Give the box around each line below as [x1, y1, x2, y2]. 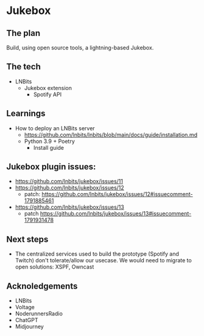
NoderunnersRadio [15, 310, 63, 317]
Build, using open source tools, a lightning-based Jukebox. [6, 44, 154, 51]
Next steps [6, 234, 49, 244]
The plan [6, 28, 41, 38]
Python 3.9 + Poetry [24, 138, 75, 145]
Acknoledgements [6, 281, 78, 291]
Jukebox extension [24, 84, 72, 91]
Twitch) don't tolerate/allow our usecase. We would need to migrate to [15, 257, 192, 264]
